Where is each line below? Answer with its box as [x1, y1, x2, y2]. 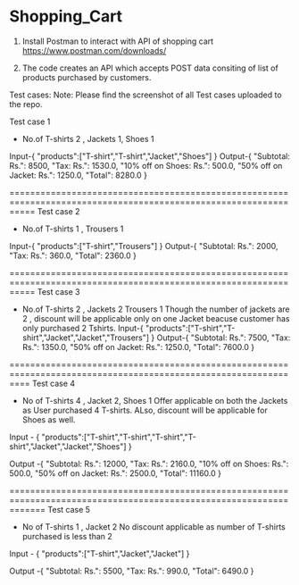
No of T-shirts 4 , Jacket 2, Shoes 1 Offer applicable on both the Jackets [21, 395, 288, 405]
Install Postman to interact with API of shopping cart [21, 36, 214, 46]
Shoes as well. [21, 414, 76, 425]
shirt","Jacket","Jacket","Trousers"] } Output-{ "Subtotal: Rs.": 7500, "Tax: [21, 332, 291, 343]
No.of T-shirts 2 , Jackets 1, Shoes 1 [21, 133, 154, 144]
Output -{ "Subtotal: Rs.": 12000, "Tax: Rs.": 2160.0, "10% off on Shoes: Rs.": [9, 458, 289, 469]
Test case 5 [47, 504, 91, 514]
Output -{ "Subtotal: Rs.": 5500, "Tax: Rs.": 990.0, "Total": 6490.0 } [9, 565, 254, 576]
